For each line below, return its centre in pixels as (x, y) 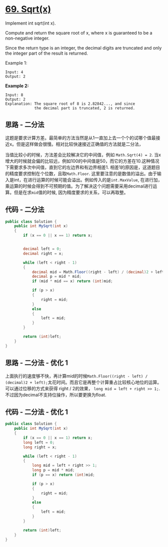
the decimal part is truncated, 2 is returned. (85, 108)
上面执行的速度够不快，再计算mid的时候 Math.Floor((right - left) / (76, 376)
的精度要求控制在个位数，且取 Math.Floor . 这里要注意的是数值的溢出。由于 (81, 173)
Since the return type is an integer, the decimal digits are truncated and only (83, 48)
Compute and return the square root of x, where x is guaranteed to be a (79, 33)
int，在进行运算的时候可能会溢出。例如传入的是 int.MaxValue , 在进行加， (88, 179)
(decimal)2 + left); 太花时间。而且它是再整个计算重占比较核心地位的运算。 (83, 382)
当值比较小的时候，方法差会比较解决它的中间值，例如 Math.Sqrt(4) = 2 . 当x (83, 154)
